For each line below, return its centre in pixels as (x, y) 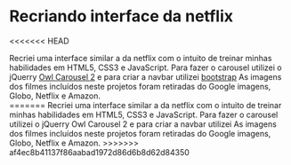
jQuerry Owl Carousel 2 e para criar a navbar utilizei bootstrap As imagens (145, 76)
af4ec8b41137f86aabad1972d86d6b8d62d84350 (99, 152)
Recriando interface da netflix (121, 16)
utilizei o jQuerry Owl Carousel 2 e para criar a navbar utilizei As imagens (143, 124)
